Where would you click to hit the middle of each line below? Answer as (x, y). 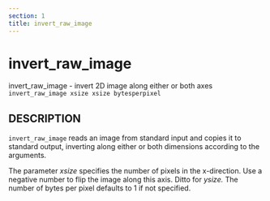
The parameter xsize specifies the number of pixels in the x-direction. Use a (135, 171)
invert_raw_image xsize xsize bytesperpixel (85, 94)
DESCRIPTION (45, 118)
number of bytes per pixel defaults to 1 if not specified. (100, 188)
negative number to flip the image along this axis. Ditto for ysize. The (123, 180)
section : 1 (27, 16)
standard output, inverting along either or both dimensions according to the (134, 147)
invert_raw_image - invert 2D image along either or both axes (111, 86)
